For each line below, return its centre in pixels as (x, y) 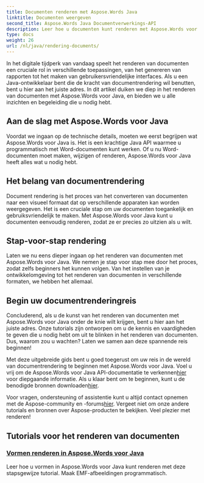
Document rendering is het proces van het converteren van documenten (97, 196)
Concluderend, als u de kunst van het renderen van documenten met (93, 315)
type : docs (20, 35)
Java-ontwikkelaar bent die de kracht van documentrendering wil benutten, (101, 82)
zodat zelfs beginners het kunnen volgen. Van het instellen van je (88, 268)
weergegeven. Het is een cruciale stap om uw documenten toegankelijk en (100, 209)
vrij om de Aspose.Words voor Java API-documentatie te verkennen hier (97, 373)
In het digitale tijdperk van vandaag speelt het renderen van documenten (97, 63)
